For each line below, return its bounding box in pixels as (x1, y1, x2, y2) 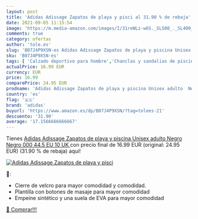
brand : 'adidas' (6, 102, 46, 108)
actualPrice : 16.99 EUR (6, 63, 65, 70)
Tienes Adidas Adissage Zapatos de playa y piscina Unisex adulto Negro (6, 135, 183, 142)
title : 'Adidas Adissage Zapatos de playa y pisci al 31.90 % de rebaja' (6, 14, 192, 20)
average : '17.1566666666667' (6, 119, 78, 125)
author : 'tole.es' (6, 42, 51, 48)
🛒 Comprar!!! (6, 206, 37, 213)
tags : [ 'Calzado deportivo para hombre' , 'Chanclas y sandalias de (6, 58, 176, 64)
